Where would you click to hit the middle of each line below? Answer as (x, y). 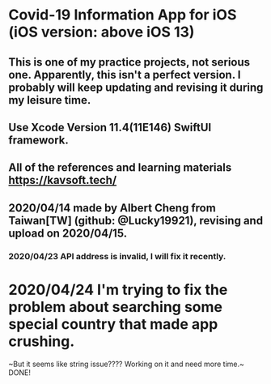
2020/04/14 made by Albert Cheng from (112, 208)
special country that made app (113, 324)
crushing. (42, 341)
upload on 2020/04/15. (68, 233)
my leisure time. (50, 100)
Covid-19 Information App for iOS (123, 15)
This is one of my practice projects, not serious (129, 62)
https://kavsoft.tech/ (63, 180)
